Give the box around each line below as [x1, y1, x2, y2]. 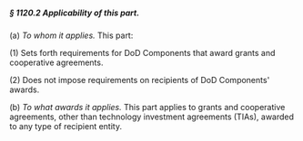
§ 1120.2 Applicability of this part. [9, 7, 140, 18]
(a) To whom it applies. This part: [9, 30, 134, 41]
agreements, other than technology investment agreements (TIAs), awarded [9, 111, 294, 122]
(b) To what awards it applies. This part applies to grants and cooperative [9, 101, 286, 112]
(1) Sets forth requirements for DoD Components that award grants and [9, 47, 276, 58]
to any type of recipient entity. [9, 120, 123, 131]
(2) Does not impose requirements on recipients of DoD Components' [9, 74, 270, 85]
